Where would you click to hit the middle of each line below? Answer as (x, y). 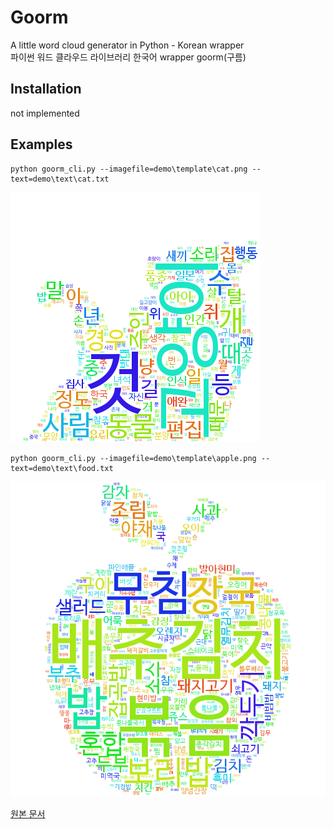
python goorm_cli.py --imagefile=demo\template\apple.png (133, 458)
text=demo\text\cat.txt (60, 179)
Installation (46, 89)
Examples (41, 144)
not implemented (45, 113)
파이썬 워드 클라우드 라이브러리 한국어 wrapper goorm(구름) (128, 57)
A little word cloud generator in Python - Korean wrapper (127, 45)
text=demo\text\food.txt (62, 468)
